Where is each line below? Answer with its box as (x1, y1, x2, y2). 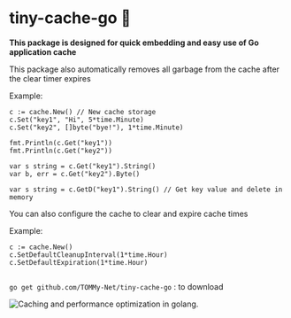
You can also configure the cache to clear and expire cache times (9, 208, 249, 219)
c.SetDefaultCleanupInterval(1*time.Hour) (9, 250, 168, 260)
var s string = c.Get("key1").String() (9, 161, 157, 171)
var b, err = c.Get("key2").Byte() (9, 169, 141, 178)
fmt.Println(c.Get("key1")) (9, 138, 113, 147)
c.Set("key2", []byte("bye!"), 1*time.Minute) (9, 123, 184, 132)
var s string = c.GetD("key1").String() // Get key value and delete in (9, 185, 283, 194)
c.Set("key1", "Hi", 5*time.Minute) (9, 115, 144, 124)
